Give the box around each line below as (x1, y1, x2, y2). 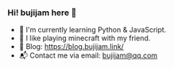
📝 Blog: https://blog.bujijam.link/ (18, 42, 124, 51)
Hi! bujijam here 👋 (7, 7, 77, 18)
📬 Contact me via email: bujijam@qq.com (18, 51, 158, 60)
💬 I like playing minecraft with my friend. (18, 33, 151, 43)
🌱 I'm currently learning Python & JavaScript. (18, 25, 167, 35)
